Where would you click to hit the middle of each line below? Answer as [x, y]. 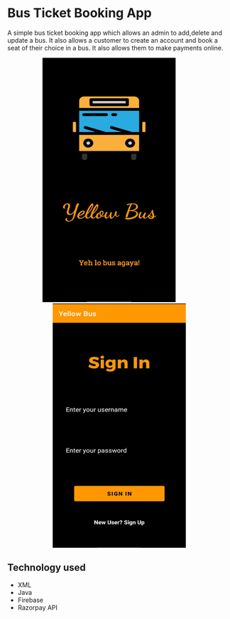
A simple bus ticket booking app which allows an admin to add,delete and [115, 33]
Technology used [47, 567]
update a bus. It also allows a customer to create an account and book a [113, 40]
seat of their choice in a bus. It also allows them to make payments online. [115, 48]
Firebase [31, 600]
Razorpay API [38, 607]
